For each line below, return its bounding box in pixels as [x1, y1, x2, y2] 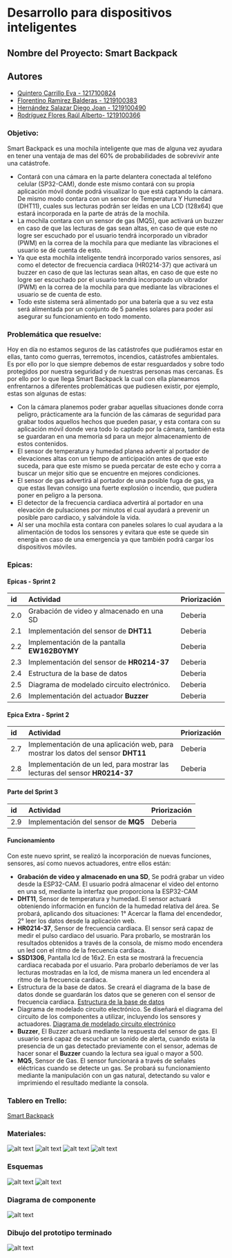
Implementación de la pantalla [28, 637, 126, 647]
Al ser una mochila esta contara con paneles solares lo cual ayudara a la [17, 520, 223, 529]
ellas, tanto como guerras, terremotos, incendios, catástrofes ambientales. [7, 352, 219, 361]
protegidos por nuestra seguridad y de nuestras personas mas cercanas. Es [7, 367, 223, 375]
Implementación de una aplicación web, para [28, 740, 174, 750]
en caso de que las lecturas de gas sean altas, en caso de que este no [17, 224, 217, 232]
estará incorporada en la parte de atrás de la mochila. [17, 209, 171, 218]
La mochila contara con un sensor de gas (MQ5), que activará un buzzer [17, 216, 224, 224]
